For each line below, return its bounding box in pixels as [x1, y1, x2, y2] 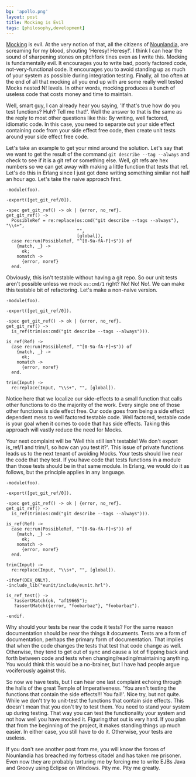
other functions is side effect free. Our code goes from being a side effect [6, 408, 184, 415]
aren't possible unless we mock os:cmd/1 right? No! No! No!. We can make [6, 280, 185, 287]
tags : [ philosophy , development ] [6, 25, 85, 31]
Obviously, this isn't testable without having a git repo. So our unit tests [6, 274, 177, 281]
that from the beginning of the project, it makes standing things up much [6, 722, 181, 729]
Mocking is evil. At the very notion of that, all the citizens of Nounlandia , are [6, 41, 188, 48]
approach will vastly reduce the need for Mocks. [6, 426, 123, 433]
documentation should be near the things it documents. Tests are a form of [6, 630, 187, 637]
